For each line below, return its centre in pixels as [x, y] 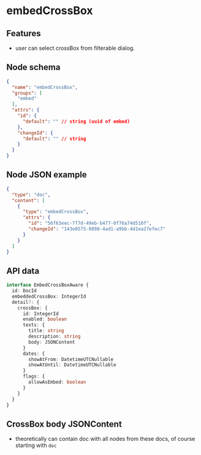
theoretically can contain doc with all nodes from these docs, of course [105, 439]
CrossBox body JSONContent [64, 424]
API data [23, 271]
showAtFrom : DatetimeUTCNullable [71, 359]
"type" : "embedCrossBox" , [55, 212]
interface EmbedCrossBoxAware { [47, 285]
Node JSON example [47, 175]
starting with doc [36, 445]
